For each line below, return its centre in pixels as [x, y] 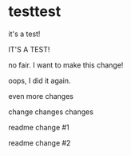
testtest [35, 12]
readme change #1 [39, 127]
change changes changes [51, 112]
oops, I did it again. [40, 80]
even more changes [41, 96]
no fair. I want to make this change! [66, 65]
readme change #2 [40, 142]
